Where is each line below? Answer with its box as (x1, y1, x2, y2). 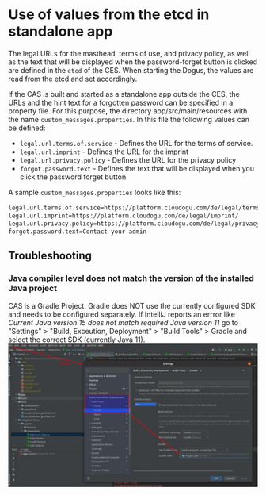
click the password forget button (19, 172, 127, 182)
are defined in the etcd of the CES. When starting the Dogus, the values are (8, 65, 254, 75)
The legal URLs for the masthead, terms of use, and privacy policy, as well (8, 48, 251, 58)
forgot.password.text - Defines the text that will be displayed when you (19, 163, 255, 173)
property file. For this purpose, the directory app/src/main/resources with (8, 106, 248, 116)
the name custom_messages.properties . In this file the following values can (8, 114, 249, 124)
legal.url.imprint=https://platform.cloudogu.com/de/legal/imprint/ (8, 212, 239, 220)
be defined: (8, 123, 46, 132)
